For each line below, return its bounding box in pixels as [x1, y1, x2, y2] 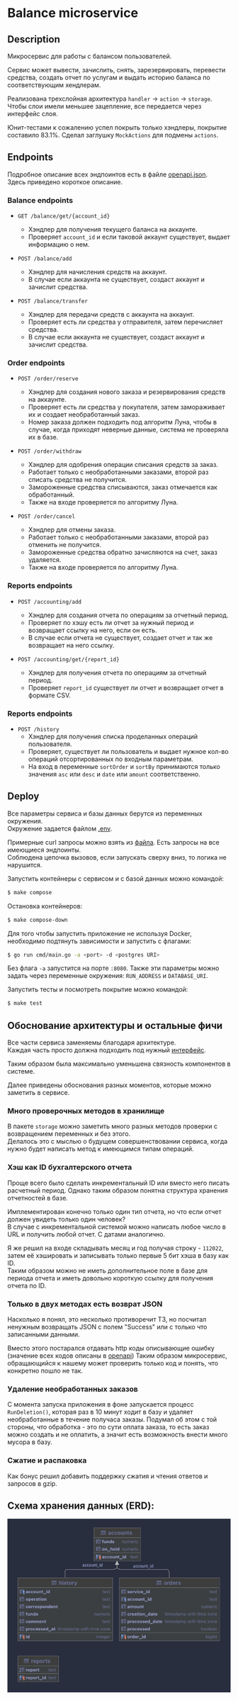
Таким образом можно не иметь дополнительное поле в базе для [7, 1266, 208, 1275]
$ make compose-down [7, 916, 69, 923]
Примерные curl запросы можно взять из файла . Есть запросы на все [7, 838, 220, 846]
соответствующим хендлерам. [7, 81, 101, 89]
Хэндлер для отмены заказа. [28, 526, 116, 534]
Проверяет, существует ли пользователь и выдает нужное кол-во [28, 748, 229, 755]
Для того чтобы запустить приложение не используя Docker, [7, 929, 193, 938]
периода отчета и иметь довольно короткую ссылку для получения [7, 1273, 214, 1282]
